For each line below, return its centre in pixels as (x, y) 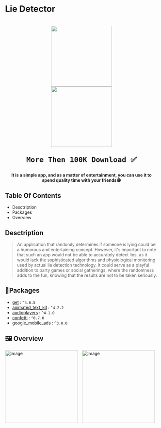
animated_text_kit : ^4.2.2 (38, 307)
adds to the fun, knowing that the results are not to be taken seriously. (87, 275)
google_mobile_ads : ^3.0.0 (40, 323)
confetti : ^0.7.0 (28, 317)
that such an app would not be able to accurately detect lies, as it (82, 255)
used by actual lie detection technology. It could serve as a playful (83, 265)
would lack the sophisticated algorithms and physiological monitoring (86, 260)
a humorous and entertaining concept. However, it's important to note (87, 250)
